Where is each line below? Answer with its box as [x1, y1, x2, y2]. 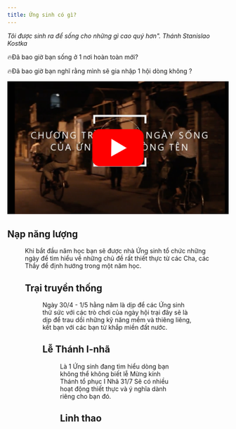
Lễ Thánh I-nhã [42, 343, 110, 355]
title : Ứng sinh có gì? [7, 11, 77, 18]
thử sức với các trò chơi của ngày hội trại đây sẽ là [42, 308, 188, 316]
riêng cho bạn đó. [60, 392, 112, 400]
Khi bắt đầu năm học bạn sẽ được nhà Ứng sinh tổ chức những [25, 247, 206, 255]
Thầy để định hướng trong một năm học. [25, 262, 142, 270]
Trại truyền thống [25, 282, 103, 294]
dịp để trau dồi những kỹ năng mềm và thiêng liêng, [42, 315, 192, 324]
